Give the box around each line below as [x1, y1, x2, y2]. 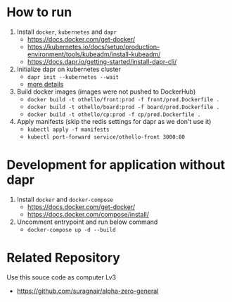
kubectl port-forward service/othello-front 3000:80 [27, 133, 186, 141]
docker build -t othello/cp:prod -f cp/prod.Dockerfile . [27, 111, 201, 118]
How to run [6, 4, 72, 20]
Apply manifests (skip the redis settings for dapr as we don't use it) [16, 117, 212, 125]
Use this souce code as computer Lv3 [6, 272, 117, 282]
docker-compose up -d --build [27, 226, 117, 233]
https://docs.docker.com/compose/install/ [27, 210, 149, 218]
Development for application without [6, 157, 226, 173]
